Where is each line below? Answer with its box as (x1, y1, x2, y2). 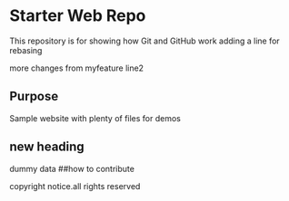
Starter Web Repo (9, 5, 146, 26)
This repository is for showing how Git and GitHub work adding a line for (9, 35, 280, 46)
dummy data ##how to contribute (9, 163, 135, 174)
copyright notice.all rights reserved (9, 180, 141, 191)
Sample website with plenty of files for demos (9, 112, 182, 123)
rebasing (9, 44, 43, 55)
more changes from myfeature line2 (9, 62, 144, 73)
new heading (9, 139, 85, 155)
